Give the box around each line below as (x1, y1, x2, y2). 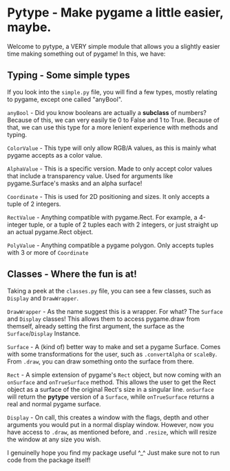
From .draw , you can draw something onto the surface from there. (7, 357, 194, 366)
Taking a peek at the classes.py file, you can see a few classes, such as (7, 286, 211, 295)
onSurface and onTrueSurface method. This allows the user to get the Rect (7, 377, 216, 386)
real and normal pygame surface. (7, 399, 101, 408)
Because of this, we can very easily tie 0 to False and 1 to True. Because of (7, 116, 220, 124)
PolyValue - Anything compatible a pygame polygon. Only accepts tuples (7, 241, 214, 249)
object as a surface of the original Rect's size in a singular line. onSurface (7, 385, 215, 393)
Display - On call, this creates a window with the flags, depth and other (7, 413, 209, 421)
